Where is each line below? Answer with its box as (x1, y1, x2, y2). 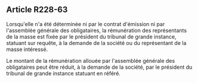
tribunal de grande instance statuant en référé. (6, 69, 121, 76)
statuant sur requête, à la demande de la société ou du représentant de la (6, 39, 187, 46)
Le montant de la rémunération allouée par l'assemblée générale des (6, 57, 175, 64)
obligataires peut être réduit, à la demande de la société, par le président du (6, 63, 193, 71)
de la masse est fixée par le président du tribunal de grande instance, (6, 33, 177, 40)
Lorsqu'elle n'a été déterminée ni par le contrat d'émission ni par (6, 20, 165, 27)
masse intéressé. (6, 46, 48, 53)
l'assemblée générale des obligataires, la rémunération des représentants (6, 27, 187, 34)
